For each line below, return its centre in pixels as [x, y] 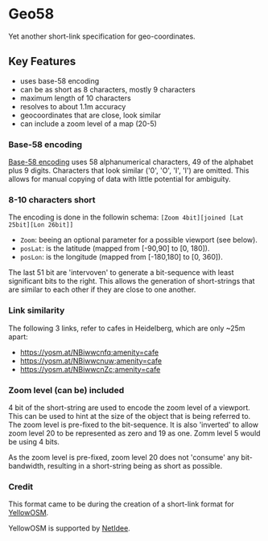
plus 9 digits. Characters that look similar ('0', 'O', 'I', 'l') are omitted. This [129, 170]
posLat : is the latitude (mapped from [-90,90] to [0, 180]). [115, 248]
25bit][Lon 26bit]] [41, 225]
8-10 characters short [52, 199]
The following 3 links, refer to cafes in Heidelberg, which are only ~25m [127, 328]
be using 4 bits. [34, 441]
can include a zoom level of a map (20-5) [88, 123]
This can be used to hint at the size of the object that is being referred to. [130, 416]
